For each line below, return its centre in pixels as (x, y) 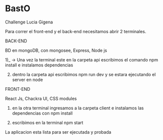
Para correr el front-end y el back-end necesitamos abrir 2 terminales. (76, 31)
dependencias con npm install (42, 113)
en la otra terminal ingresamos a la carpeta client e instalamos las (78, 108)
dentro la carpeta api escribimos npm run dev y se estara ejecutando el (84, 74)
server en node (27, 80)
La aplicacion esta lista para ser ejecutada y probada (58, 132)
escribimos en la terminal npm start (48, 122)
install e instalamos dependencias (39, 65)
